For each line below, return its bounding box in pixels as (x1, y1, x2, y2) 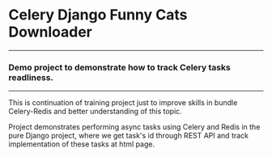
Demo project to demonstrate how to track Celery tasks (8, 62, 231, 73)
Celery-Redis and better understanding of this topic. (8, 107, 182, 117)
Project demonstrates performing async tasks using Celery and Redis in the (8, 122, 261, 132)
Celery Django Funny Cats (8, 6, 188, 24)
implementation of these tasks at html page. (8, 139, 155, 149)
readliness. (8, 71, 54, 83)
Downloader (8, 23, 93, 41)
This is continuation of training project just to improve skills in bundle (8, 98, 238, 108)
